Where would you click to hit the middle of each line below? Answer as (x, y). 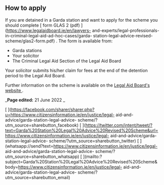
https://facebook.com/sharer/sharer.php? (53, 109)
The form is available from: (85, 41)
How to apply (26, 8)
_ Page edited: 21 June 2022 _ (35, 100)
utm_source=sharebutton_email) (38, 177)
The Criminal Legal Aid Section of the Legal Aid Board (67, 61)
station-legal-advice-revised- (123, 35)
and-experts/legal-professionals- (126, 30)
